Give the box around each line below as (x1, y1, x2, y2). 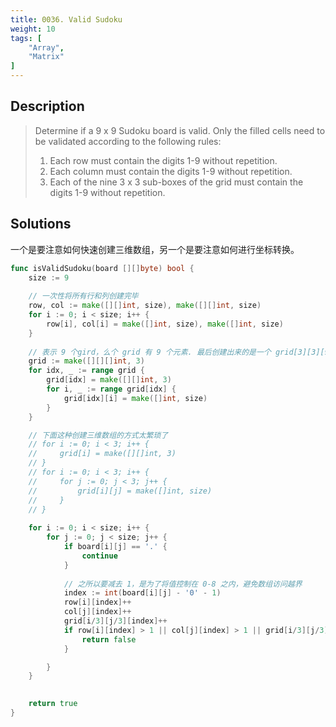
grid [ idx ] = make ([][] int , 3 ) (46, 375, 172, 385)
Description (10, 98, 85, 115)
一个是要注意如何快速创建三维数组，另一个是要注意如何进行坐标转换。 (10, 243, 300, 255)
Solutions (10, 216, 72, 233)
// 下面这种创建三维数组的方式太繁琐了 (28, 430, 169, 440)
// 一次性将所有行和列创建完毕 (28, 291, 139, 301)
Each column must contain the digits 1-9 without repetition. (49, 165, 293, 177)
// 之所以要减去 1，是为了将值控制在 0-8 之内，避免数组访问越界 (63, 579, 303, 589)
